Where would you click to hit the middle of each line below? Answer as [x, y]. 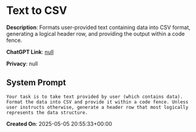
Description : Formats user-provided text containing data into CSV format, [99, 27]
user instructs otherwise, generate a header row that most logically [97, 107]
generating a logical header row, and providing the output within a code [96, 33]
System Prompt [36, 83]
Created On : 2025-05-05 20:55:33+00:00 [59, 124]
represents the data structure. [47, 113]
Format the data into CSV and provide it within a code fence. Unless [97, 102]
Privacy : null [22, 64]
